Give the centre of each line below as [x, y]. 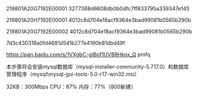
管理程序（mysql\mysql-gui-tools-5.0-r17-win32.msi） [73, 74]
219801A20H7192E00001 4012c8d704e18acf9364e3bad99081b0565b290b [99, 20]
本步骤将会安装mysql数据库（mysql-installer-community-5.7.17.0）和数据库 [98, 67]
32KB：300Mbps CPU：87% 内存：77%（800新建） [71, 87]
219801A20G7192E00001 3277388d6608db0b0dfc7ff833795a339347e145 [98, 9]
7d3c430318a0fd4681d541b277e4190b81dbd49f [66, 43]
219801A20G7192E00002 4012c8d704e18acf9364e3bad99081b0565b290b [99, 31]
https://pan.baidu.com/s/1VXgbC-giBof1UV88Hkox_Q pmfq [78, 55]
